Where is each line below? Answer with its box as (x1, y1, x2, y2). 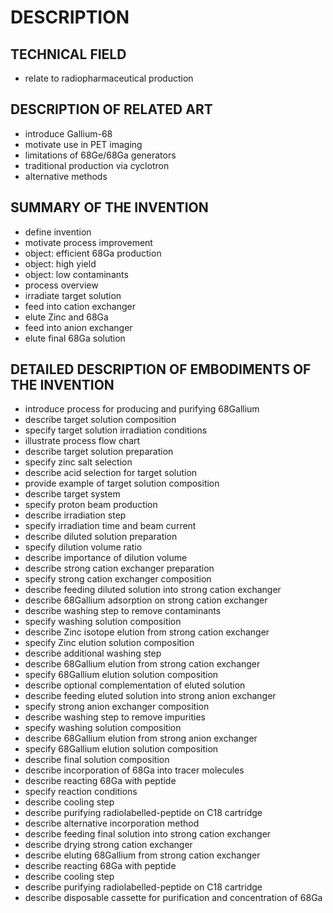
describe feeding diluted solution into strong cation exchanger (24, 584, 282, 596)
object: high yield (24, 257, 97, 270)
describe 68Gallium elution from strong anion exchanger (24, 732, 258, 745)
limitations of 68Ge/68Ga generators (24, 149, 177, 161)
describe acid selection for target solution (24, 467, 198, 479)
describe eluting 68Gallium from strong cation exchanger (24, 849, 261, 861)
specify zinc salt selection (24, 456, 133, 468)
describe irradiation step (24, 509, 127, 521)
